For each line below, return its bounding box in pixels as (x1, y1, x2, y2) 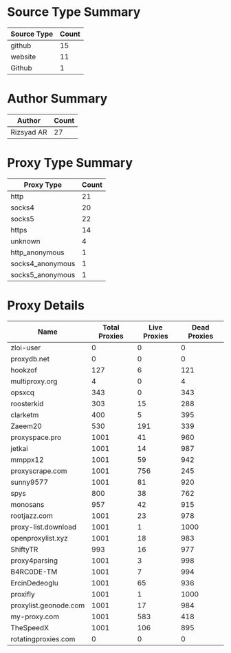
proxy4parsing (10, 556, 58, 565)
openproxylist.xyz (10, 533, 69, 543)
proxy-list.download (10, 522, 77, 532)
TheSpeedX (10, 623, 49, 632)
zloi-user (10, 343, 41, 352)
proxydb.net (10, 354, 50, 363)
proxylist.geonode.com (10, 601, 85, 610)
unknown (10, 236, 41, 245)
